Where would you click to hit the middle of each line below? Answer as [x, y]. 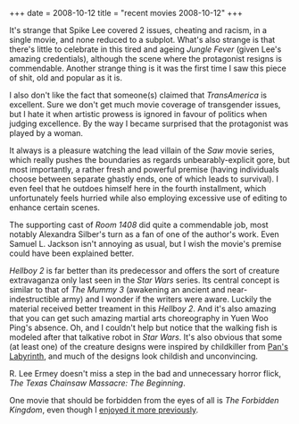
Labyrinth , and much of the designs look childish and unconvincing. [134, 356]
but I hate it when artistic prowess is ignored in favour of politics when [138, 114]
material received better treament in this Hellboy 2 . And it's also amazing [143, 309]
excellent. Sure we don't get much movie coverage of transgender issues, [145, 105]
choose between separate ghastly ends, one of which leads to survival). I [144, 179]
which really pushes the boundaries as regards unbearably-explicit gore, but [149, 160]
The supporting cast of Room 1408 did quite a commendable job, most [139, 225]
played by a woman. [46, 133]
